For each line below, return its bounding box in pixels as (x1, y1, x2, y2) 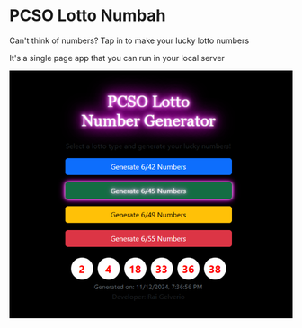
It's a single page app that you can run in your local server (9, 52, 225, 63)
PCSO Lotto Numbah (9, 5, 166, 26)
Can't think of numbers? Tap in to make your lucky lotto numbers (9, 35, 250, 46)
